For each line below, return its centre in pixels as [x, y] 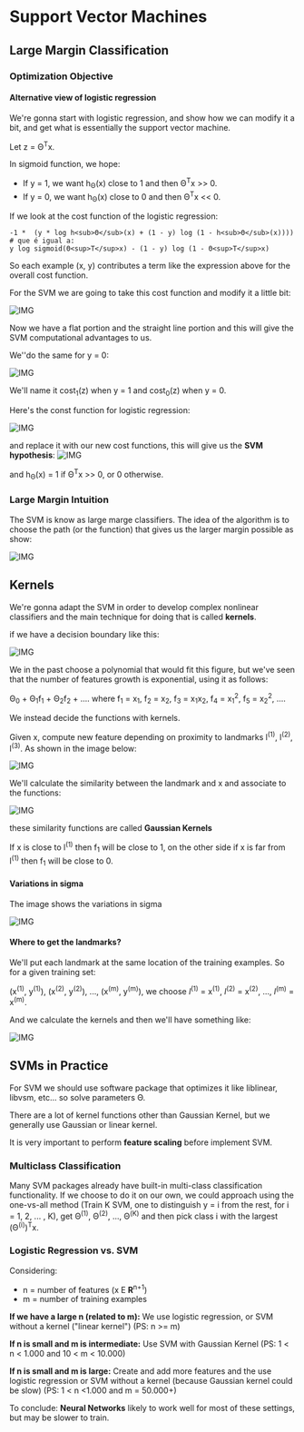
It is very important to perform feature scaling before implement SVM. [141, 1142]
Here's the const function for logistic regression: [100, 410]
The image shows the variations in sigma [86, 904]
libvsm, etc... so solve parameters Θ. [78, 1097]
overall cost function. [49, 275]
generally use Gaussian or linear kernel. [83, 1124]
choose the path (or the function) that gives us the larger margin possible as [152, 529]
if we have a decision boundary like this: [84, 634]
